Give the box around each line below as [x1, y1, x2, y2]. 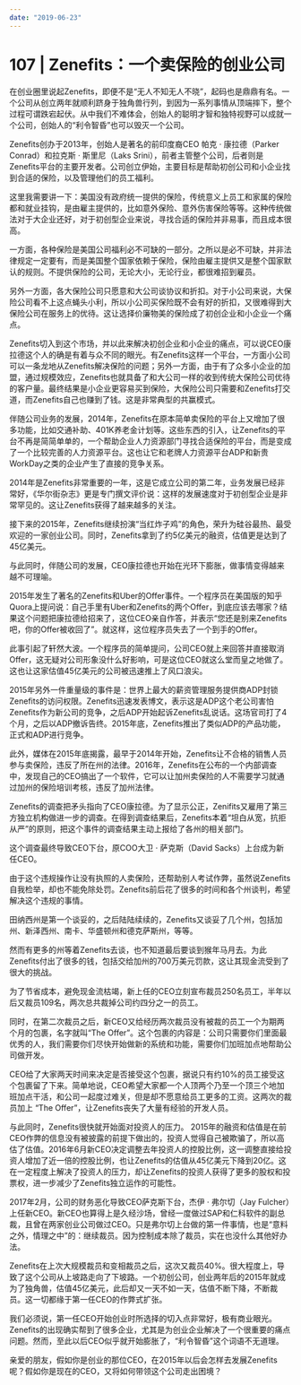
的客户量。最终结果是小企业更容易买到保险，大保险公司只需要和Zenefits [9, 383, 275, 394]
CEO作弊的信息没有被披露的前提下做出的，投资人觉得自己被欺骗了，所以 [9, 1132, 278, 1143]
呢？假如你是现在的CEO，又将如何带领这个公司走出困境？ [9, 1365, 222, 1376]
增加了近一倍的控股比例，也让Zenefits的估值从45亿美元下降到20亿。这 [24, 1155, 287, 1165]
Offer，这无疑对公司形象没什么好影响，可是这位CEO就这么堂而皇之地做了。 [9, 654, 288, 664]
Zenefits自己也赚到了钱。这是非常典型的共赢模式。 [32, 394, 220, 404]
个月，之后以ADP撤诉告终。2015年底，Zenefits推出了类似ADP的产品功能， [9, 718, 286, 729]
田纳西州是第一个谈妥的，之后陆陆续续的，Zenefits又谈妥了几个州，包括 [9, 913, 275, 924]
